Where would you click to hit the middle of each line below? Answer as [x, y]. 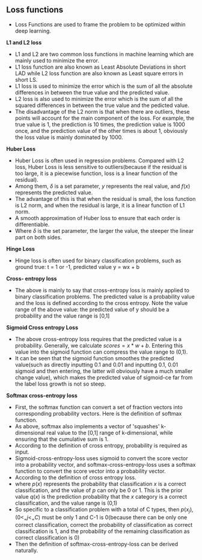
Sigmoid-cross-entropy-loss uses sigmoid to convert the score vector [101, 458]
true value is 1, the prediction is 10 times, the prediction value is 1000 [100, 124]
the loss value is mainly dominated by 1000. [69, 137]
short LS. [26, 79]
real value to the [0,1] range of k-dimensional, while [110, 432]
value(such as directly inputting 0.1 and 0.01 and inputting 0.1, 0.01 [96, 365]
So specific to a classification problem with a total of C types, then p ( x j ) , [104, 510]
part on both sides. [38, 237]
